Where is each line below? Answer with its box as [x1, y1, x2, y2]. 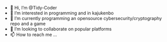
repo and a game [10, 20, 46, 26]
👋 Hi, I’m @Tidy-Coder [10, 5, 57, 10]
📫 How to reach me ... [10, 31, 57, 37]
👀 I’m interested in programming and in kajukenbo [10, 10, 114, 16]
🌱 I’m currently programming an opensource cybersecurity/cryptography [10, 15, 162, 21]
